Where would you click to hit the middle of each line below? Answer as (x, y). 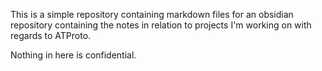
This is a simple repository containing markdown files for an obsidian (152, 14)
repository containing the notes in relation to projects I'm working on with (161, 25)
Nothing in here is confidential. (73, 55)
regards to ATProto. (51, 35)
